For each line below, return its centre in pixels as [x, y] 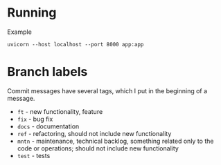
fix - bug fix [35, 119]
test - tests [34, 155]
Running [32, 13]
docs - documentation [48, 126]
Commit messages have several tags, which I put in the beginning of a [107, 90]
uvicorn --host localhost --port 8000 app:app [76, 44]
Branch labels [47, 72]
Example [20, 32]
